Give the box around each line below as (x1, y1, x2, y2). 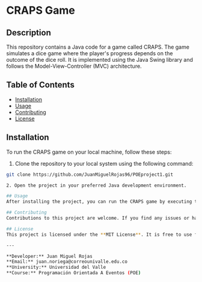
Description (6, 28, 51, 38)
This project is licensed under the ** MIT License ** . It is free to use (6, 232, 192, 238)
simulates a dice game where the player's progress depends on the (6, 50, 173, 57)
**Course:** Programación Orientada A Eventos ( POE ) (6, 270, 141, 276)
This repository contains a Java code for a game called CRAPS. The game (6, 43, 189, 50)
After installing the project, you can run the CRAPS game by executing (6, 199, 192, 205)
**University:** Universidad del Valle (6, 265, 106, 271)
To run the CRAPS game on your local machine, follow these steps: (6, 148, 172, 155)
